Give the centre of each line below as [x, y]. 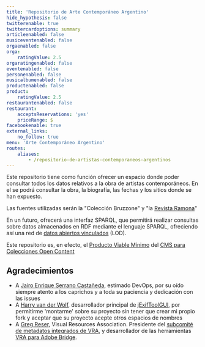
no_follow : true [38, 137]
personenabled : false [34, 75]
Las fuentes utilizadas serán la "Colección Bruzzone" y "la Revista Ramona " [102, 208]
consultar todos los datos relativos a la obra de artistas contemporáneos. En [102, 183]
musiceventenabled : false [39, 40]
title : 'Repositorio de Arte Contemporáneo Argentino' [78, 12]
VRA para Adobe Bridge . [46, 337]
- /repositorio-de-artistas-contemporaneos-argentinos [100, 159]
